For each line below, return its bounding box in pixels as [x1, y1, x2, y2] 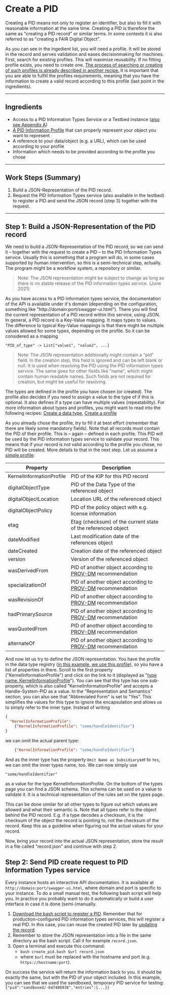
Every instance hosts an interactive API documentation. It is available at [5, 879, 154, 885]
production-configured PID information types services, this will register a [12, 916, 165, 922]
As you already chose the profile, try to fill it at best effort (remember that [5, 420, 158, 426]
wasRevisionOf [8, 596, 44, 603]
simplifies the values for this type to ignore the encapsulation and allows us [5, 699, 162, 705]
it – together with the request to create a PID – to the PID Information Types [5, 249, 162, 255]
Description [102, 464, 131, 471]
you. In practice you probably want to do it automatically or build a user [5, 895, 154, 901]
